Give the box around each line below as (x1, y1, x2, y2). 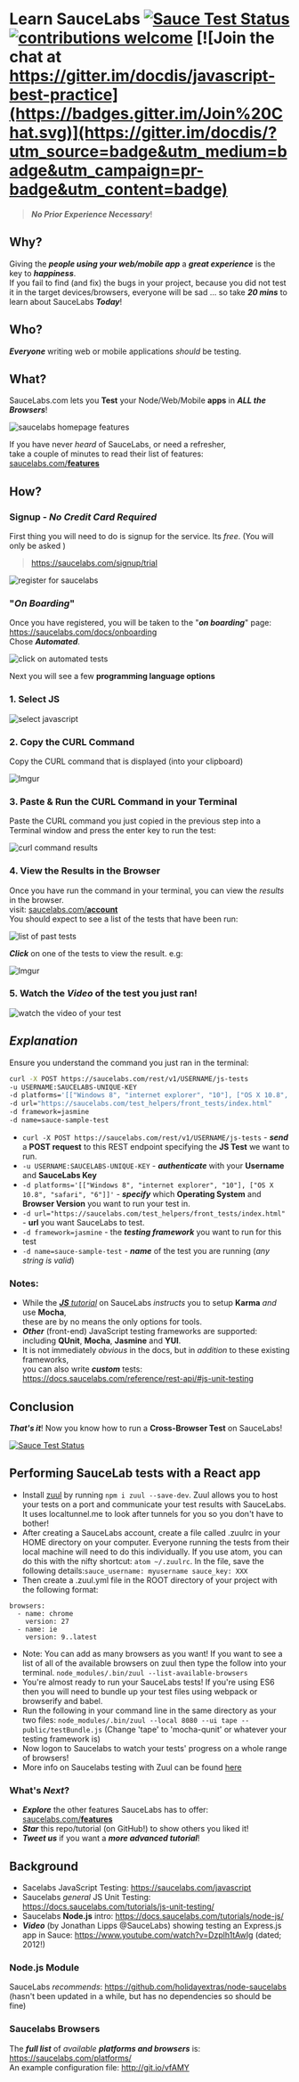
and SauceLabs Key (21, 1169, 98, 1180)
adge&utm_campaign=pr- (9, 160, 205, 181)
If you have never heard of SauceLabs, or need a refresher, (9, 439, 227, 450)
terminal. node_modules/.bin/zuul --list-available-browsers (21, 1667, 248, 1677)
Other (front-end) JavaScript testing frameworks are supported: (21, 1326, 258, 1337)
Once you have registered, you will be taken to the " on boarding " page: (9, 618, 272, 628)
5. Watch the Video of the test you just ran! (9, 988, 198, 1000)
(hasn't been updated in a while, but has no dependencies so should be (9, 1991, 271, 2002)
